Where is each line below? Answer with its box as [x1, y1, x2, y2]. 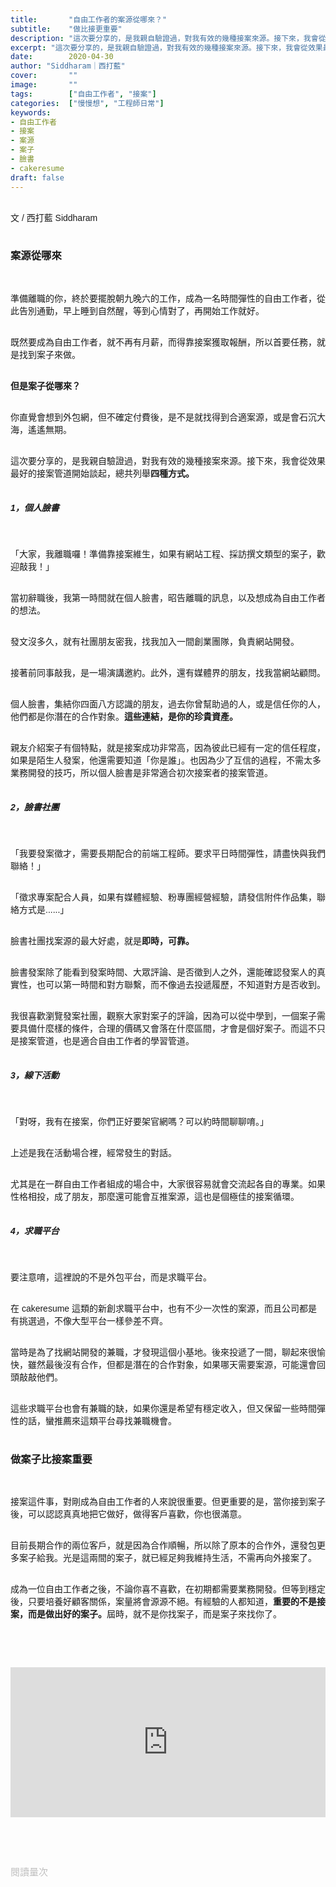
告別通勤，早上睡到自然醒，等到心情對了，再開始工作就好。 [18, 305, 265, 316]
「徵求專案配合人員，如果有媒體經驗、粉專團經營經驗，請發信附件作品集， [10, 891, 317, 903]
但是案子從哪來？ [10, 380, 81, 391]
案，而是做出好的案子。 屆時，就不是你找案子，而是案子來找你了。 [10, 1608, 282, 1620]
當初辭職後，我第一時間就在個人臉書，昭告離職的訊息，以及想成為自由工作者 [10, 592, 326, 603]
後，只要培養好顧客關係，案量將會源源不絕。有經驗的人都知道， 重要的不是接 [10, 1596, 326, 1607]
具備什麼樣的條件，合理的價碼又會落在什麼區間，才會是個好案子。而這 [18, 1022, 308, 1034]
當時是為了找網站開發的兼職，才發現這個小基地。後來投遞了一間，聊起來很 [10, 1346, 317, 1358]
